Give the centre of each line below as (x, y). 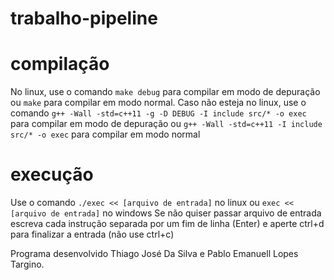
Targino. (27, 264)
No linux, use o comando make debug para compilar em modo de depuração (165, 92)
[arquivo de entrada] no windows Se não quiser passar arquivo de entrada (166, 213)
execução (52, 174)
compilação (60, 64)
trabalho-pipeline (84, 18)
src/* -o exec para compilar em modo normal (105, 134)
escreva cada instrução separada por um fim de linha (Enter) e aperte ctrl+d (167, 224)
